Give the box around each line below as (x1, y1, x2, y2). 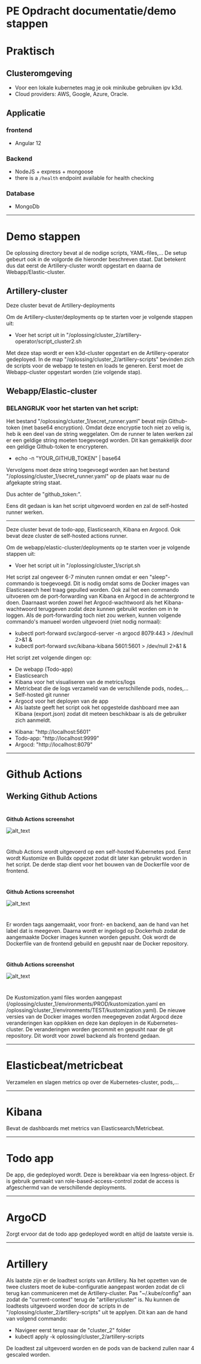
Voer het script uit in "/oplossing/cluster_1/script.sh (14, 562, 141, 569)
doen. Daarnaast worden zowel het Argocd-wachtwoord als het (6, 598, 163, 606)
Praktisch (6, 44, 55, 58)
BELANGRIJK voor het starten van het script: (6, 404, 139, 412)
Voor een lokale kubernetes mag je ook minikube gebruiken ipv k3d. (14, 84, 183, 91)
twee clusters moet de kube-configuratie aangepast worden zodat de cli (6, 1283, 185, 1290)
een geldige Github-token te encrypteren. (6, 442, 109, 450)
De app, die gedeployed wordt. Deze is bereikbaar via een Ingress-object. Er (6, 1171, 195, 1179)
